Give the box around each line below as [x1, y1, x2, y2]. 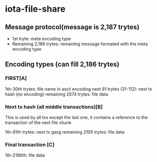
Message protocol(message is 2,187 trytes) [5, 23, 140, 31]
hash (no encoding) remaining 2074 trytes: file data [5, 91, 108, 97]
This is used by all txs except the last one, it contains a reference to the [5, 114, 148, 120]
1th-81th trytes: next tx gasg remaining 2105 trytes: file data [5, 129, 125, 135]
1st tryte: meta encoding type [12, 36, 72, 41]
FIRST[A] [5, 75, 27, 81]
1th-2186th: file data [5, 152, 45, 158]
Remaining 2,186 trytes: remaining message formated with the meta [12, 41, 148, 47]
